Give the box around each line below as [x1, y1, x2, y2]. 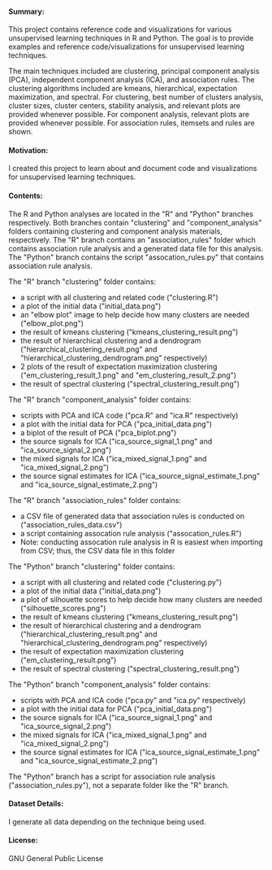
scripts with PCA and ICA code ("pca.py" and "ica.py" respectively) [19, 695, 246, 705]
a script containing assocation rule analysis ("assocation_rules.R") [19, 528, 242, 538]
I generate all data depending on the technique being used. [8, 816, 206, 826]
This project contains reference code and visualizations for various [8, 24, 232, 34]
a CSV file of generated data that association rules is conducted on [19, 511, 245, 521]
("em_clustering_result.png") [19, 655, 117, 665]
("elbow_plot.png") [19, 318, 84, 328]
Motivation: [8, 145, 49, 155]
